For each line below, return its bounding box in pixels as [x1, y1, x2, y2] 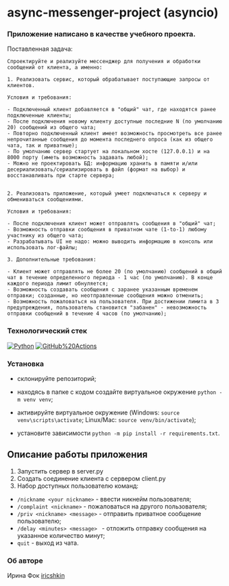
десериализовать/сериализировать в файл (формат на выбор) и [7, 166, 186, 173]
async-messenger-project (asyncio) [7, 5, 219, 21]
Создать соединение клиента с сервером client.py [16, 474, 166, 482]
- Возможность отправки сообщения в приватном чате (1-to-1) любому [7, 226, 207, 233]
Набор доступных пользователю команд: [16, 482, 139, 490]
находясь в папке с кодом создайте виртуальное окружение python [16, 388, 217, 396]
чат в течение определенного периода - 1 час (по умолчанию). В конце [7, 274, 213, 281]
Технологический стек [7, 326, 88, 336]
